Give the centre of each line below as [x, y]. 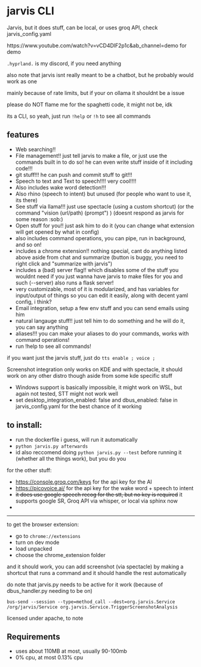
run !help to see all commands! [53, 346]
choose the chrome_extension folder [61, 555]
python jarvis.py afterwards [52, 446]
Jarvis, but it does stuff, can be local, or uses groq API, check [82, 27]
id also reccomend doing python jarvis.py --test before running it [98, 452]
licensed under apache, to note [45, 618]
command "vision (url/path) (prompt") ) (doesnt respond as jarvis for [100, 213]
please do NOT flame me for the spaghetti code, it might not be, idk [89, 104]
